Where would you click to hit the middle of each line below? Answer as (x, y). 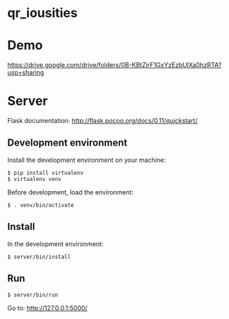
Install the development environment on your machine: (87, 160)
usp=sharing (26, 73)
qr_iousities (42, 13)
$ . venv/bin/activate (41, 205)
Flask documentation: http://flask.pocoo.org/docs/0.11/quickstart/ (102, 121)
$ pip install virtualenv (45, 173)
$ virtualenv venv (34, 179)
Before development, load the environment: (71, 192)
